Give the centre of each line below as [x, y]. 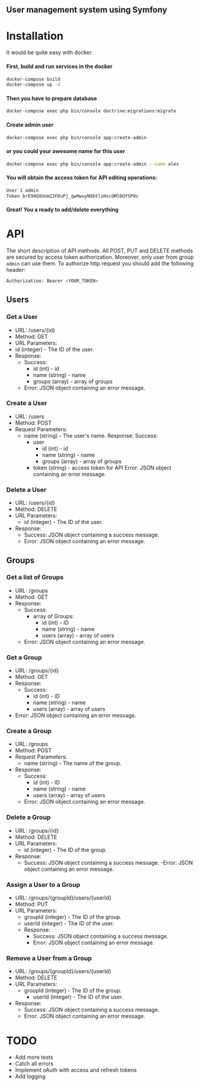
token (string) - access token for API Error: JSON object [102, 467]
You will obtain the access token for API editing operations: [82, 178]
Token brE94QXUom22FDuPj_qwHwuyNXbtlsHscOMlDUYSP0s [72, 196]
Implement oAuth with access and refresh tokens [76, 1070]
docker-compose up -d [33, 85]
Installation [35, 36]
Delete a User [27, 490]
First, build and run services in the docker [59, 66]
